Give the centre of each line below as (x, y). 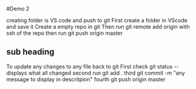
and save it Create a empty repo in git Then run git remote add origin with (98, 27)
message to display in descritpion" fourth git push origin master (86, 79)
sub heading (30, 52)
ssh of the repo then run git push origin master (65, 33)
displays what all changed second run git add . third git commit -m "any (96, 73)
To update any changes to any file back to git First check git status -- (93, 66)
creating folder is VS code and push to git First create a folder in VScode (97, 20)
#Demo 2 (18, 9)
